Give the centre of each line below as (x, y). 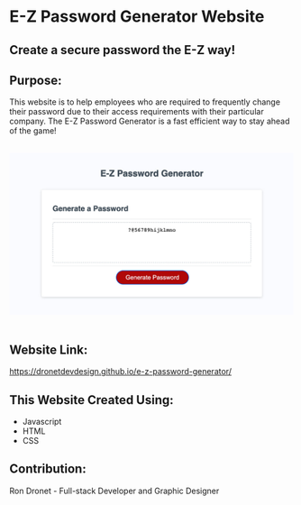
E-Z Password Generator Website (137, 17)
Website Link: (49, 349)
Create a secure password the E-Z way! (123, 50)
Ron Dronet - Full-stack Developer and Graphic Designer (114, 491)
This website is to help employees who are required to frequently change (145, 102)
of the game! (33, 131)
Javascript (42, 421)
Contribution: (48, 469)
